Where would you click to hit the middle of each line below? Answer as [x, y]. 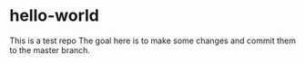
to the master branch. [50, 49]
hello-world [55, 16]
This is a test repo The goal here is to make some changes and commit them [152, 40]
